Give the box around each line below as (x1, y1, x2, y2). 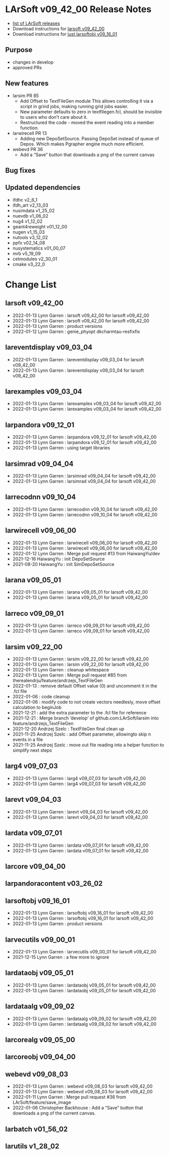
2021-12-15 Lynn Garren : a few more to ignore (12, 954, 109, 960)
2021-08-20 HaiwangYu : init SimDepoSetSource (12, 561, 115, 567)
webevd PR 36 (12, 146, 43, 152)
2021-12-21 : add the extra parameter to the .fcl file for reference (12, 710, 147, 716)
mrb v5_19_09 (12, 250, 41, 256)
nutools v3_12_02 (12, 234, 48, 240)
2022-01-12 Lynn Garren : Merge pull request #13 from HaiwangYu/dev (12, 550, 160, 556)
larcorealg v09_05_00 (5, 1035, 76, 1044)
